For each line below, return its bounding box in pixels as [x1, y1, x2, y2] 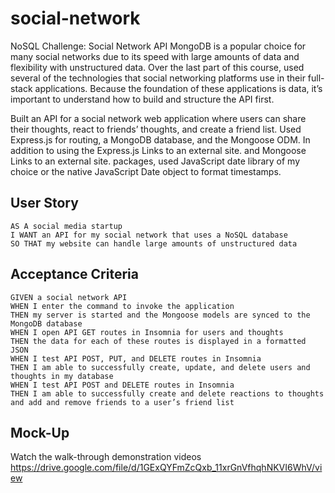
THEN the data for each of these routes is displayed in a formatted [10, 336, 307, 346]
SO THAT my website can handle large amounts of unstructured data [10, 238, 298, 249]
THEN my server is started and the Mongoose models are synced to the [10, 310, 311, 320]
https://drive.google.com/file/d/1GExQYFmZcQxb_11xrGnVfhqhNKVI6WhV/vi [10, 462, 323, 474]
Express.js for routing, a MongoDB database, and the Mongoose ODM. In [10, 133, 311, 146]
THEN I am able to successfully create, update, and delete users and [10, 362, 311, 372]
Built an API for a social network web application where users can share [10, 112, 307, 124]
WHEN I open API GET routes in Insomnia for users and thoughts [10, 327, 284, 337]
